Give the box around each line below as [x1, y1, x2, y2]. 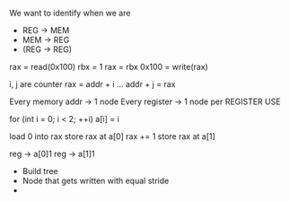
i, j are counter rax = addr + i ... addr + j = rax [9, 79, 176, 89]
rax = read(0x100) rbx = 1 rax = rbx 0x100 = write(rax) [9, 62, 208, 72]
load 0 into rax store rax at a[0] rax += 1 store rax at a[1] [9, 131, 215, 142]
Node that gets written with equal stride [22, 175, 170, 186]
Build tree [22, 166, 58, 176]
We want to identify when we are [9, 8, 131, 18]
